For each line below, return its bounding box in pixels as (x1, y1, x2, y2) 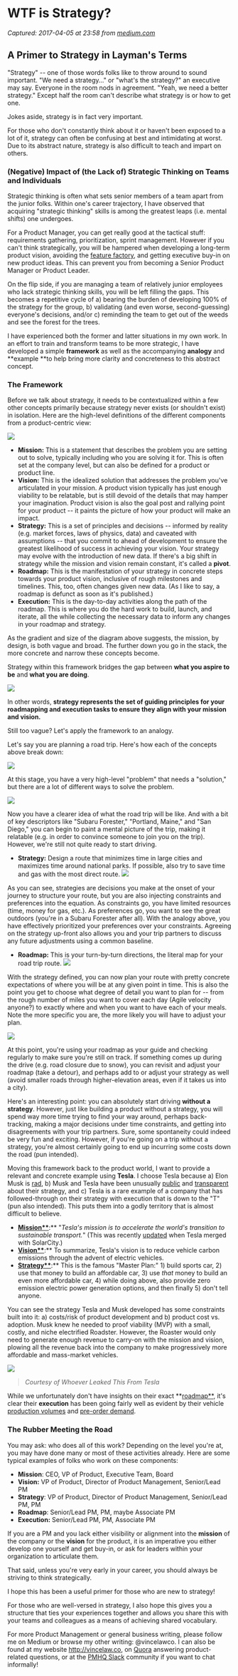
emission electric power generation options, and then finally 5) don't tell (17, 1284, 229, 1292)
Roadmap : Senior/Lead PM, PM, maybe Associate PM (17, 1508, 175, 1516)
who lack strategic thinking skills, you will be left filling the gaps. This (7, 287, 210, 297)
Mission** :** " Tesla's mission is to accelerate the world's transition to (17, 1223, 225, 1232)
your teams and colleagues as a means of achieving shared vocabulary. (7, 1616, 218, 1625)
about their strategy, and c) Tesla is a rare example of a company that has (7, 1187, 223, 1196)
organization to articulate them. (7, 1552, 99, 1561)
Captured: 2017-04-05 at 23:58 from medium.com (7, 29, 156, 37)
